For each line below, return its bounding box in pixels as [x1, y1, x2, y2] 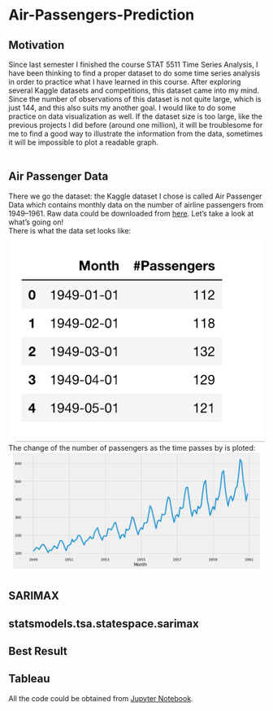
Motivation [8, 38, 65, 52]
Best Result [8, 644, 67, 658]
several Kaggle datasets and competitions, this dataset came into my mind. [8, 85, 260, 95]
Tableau [8, 672, 50, 686]
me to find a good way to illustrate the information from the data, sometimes [8, 129, 263, 138]
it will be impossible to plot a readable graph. [8, 137, 158, 147]
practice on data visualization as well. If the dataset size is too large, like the [8, 111, 262, 121]
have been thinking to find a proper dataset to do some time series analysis [8, 68, 261, 78]
